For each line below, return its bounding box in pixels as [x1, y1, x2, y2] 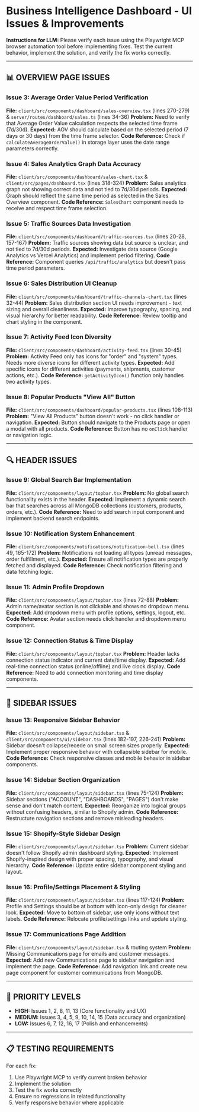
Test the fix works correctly [14, 1086, 82, 1094]
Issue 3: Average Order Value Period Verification [6, 93, 149, 102]
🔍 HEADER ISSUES [6, 455, 78, 465]
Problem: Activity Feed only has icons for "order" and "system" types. [6, 352, 178, 360]
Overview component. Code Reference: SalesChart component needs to [6, 198, 184, 206]
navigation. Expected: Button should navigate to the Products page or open [6, 419, 191, 426]
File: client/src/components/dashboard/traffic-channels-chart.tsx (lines [6, 293, 187, 300]
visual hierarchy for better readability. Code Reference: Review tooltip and [6, 312, 188, 319]
